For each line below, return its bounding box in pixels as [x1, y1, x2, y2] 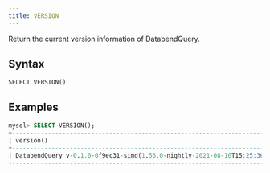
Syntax [8, 57, 45, 71]
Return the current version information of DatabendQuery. [8, 34, 201, 43]
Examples [8, 100, 59, 113]
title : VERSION [8, 11, 59, 20]
